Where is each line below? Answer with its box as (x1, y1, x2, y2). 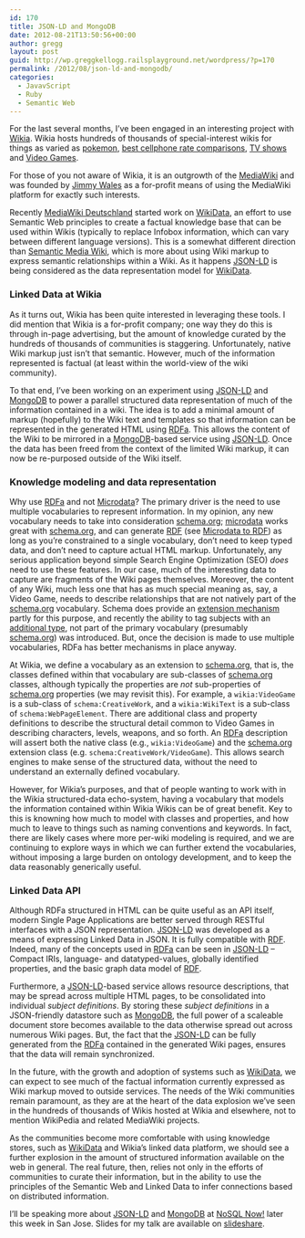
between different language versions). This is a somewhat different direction (9, 236, 296, 247)
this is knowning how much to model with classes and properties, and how (9, 813, 290, 824)
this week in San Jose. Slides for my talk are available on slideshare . (9, 1218, 266, 1229)
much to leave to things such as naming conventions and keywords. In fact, (9, 823, 292, 834)
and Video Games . (9, 152, 79, 163)
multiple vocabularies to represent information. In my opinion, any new (9, 506, 274, 517)
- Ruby (17, 89, 43, 99)
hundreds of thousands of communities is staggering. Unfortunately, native (9, 338, 291, 349)
